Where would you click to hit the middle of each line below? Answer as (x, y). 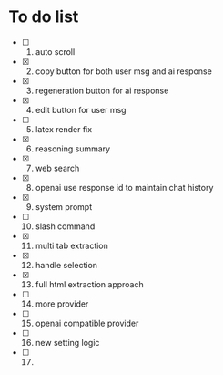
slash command (65, 226)
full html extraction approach (89, 284)
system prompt (64, 206)
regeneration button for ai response (102, 90)
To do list (44, 17)
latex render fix (64, 129)
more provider (62, 304)
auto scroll (55, 51)
